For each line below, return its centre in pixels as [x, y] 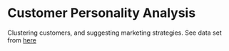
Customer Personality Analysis [102, 13]
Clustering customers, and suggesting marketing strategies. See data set [115, 33]
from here [22, 40]
